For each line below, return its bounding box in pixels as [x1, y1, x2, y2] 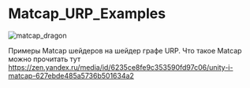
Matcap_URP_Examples [8, 5, 166, 23]
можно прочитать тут [8, 54, 81, 64]
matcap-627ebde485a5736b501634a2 [8, 71, 134, 80]
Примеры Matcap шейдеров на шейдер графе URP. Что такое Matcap [8, 46, 242, 55]
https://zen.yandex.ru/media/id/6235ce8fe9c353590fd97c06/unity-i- [8, 62, 233, 71]
